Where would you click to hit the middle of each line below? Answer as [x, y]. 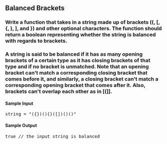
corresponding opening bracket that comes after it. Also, [75, 85]
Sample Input [19, 103]
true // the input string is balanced [53, 136]
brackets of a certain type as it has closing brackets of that [78, 61]
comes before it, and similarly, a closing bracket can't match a [82, 79]
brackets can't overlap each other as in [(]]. [59, 91]
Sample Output [21, 126]
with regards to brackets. [36, 41]
